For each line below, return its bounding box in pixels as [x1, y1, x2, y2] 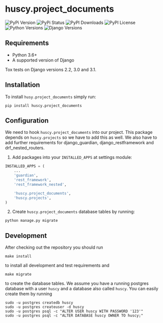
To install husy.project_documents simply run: [5, 94, 96, 100]
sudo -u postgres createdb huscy [5, 301, 73, 305]
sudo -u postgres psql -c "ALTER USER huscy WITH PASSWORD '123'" [5, 309, 143, 314]
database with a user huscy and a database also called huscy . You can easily [5, 286, 159, 292]
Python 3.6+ [12, 52, 38, 58]
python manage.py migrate [5, 218, 58, 223]
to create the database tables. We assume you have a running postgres [5, 280, 149, 286]
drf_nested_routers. [5, 145, 45, 151]
